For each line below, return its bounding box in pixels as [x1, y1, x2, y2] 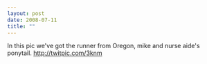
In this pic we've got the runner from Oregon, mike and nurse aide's [7, 42, 200, 50]
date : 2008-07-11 [7, 17, 57, 23]
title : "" [7, 23, 36, 30]
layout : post [7, 10, 45, 17]
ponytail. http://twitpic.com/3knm [7, 49, 102, 57]
